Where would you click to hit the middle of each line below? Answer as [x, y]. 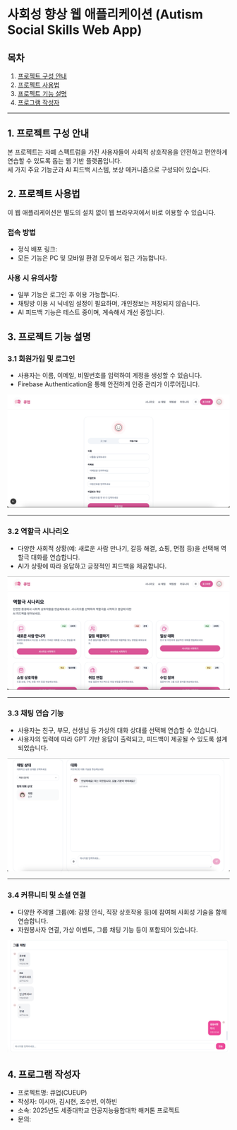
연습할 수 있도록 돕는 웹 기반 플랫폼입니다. [65, 160]
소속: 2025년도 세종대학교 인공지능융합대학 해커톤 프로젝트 [98, 1110]
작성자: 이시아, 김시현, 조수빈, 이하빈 [67, 1102]
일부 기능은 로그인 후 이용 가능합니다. [68, 295]
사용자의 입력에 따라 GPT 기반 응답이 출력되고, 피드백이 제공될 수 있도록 [116, 739]
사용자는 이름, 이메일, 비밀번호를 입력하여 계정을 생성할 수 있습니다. [110, 375]
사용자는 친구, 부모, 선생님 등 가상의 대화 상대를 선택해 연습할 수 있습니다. [118, 730]
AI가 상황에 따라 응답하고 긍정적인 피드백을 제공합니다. [92, 566]
